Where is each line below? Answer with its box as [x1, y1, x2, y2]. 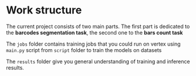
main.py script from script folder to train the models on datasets [6, 46, 162, 53]
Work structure [6, 4, 82, 17]
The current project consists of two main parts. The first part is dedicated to [6, 23, 190, 30]
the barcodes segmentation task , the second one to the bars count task [6, 29, 183, 36]
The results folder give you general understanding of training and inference [6, 58, 190, 65]
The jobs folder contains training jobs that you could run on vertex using [6, 40, 181, 47]
